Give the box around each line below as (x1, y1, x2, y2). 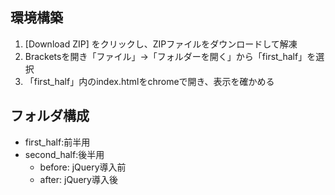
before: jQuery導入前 (39, 161, 127, 173)
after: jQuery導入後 (39, 173, 118, 185)
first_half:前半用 (24, 136, 91, 148)
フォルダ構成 (10, 108, 90, 125)
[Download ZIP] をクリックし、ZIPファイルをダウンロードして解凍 (24, 38, 298, 50)
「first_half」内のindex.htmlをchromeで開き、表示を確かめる (24, 75, 275, 87)
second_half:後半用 (24, 148, 105, 160)
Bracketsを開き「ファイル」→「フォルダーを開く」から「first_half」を (24, 50, 317, 62)
